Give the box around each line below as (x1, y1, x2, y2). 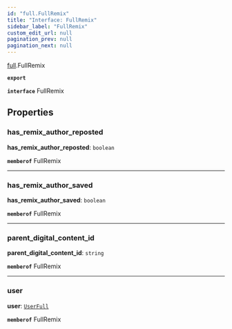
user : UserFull (7, 301, 49, 310)
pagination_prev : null (7, 36, 72, 43)
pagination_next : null (7, 42, 72, 49)
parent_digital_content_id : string (7, 249, 104, 257)
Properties (7, 106, 54, 118)
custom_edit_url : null (7, 29, 72, 37)
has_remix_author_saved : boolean (7, 196, 106, 204)
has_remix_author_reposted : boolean (7, 143, 115, 151)
